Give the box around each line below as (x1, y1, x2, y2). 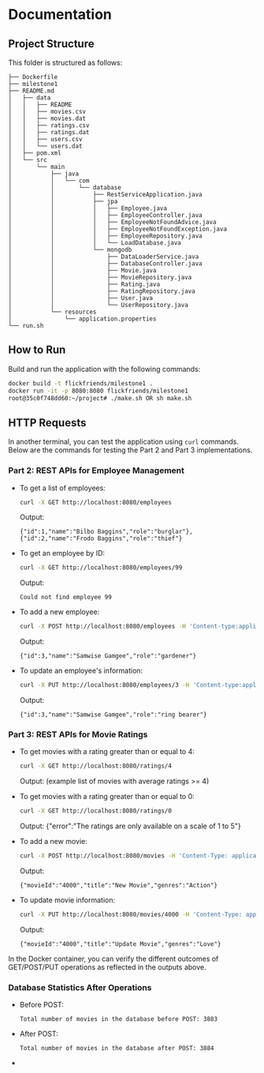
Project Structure (8, 37, 95, 51)
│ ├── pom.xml (8, 149, 61, 157)
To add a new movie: (19, 837, 88, 846)
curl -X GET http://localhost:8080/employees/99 (19, 564, 183, 572)
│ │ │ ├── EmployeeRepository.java (8, 232, 203, 240)
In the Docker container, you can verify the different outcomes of (8, 954, 219, 963)
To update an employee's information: (19, 666, 143, 676)
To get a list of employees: (19, 483, 106, 493)
